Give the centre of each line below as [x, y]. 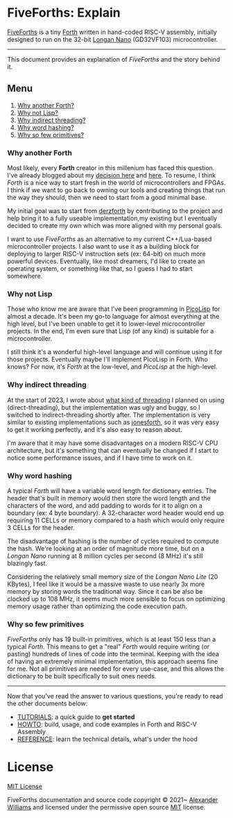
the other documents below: [48, 703]
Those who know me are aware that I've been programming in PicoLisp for [114, 309]
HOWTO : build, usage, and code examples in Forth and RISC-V [107, 724]
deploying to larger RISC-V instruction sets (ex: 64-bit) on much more [106, 254]
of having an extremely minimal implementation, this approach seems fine [113, 662]
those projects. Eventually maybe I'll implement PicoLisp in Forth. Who [107, 360]
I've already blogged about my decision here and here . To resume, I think [112, 176]
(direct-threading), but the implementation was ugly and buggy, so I [104, 407]
